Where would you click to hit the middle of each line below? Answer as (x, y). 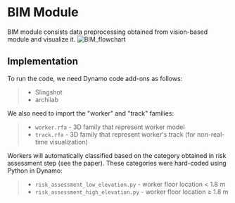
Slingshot (49, 92)
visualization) (68, 142)
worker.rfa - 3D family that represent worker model (110, 127)
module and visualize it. (42, 39)
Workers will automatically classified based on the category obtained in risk (117, 155)
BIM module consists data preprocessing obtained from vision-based (108, 32)
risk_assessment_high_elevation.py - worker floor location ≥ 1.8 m (132, 192)
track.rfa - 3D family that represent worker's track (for (115, 134)
